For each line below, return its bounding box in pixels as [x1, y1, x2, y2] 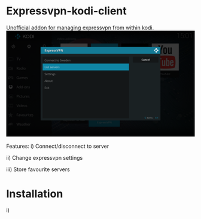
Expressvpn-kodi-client [6, 4, 127, 18]
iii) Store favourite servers [6, 166, 70, 173]
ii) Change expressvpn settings [6, 154, 83, 162]
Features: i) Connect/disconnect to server [6, 142, 109, 150]
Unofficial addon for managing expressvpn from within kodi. [6, 24, 154, 31]
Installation [6, 187, 63, 200]
